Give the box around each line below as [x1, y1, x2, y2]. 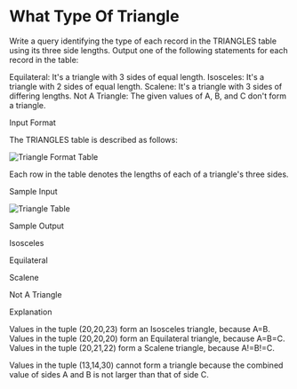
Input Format [9, 117, 56, 128]
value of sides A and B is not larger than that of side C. [9, 369, 209, 379]
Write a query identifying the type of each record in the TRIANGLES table [9, 36, 277, 46]
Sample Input [9, 186, 58, 196]
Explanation [9, 306, 52, 317]
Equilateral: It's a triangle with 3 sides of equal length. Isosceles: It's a [9, 71, 265, 82]
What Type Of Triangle [9, 6, 180, 27]
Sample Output [9, 220, 65, 231]
